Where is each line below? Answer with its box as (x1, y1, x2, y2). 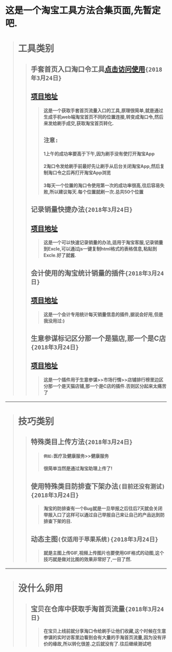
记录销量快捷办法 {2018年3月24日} (30, 205, 133, 214)
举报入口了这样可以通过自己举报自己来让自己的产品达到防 (43, 512, 165, 518)
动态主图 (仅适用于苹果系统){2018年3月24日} (30, 535, 159, 543)
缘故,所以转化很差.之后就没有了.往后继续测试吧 (52, 641, 152, 647)
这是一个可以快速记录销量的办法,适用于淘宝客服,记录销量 (43, 239, 163, 246)
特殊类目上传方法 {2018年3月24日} (30, 437, 133, 446)
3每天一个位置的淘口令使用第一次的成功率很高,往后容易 (43, 182, 160, 188)
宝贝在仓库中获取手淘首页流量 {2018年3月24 (30, 604, 164, 613)
